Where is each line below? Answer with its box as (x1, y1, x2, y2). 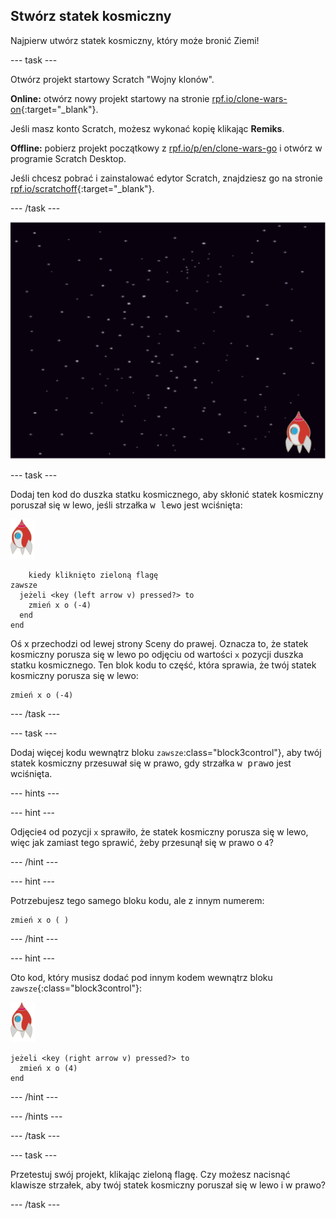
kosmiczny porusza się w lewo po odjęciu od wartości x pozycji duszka (10, 649, 304, 661)
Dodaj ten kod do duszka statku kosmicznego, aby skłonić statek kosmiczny (10, 489, 324, 501)
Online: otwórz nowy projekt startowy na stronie (10, 92, 210, 104)
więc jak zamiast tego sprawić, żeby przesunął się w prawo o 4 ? (10, 837, 274, 849)
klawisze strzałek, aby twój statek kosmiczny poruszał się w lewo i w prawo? (10, 1179, 326, 1191)
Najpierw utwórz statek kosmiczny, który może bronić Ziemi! (10, 34, 260, 46)
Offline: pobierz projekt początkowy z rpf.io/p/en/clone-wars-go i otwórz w (10, 142, 323, 154)
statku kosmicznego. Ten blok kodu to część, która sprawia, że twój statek (10, 659, 317, 671)
